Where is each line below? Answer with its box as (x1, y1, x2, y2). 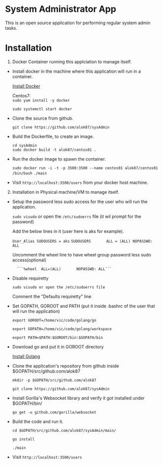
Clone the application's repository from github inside (12, 363, 119, 369)
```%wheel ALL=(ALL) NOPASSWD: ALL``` (17, 266, 112, 271)
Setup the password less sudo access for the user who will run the (12, 199, 148, 205)
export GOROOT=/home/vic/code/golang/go (12, 318, 97, 323)
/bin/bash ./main (12, 170, 47, 176)
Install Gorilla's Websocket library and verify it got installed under (12, 395, 145, 401)
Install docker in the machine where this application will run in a (12, 68, 141, 74)
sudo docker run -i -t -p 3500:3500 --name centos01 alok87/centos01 (12, 166, 159, 170)
